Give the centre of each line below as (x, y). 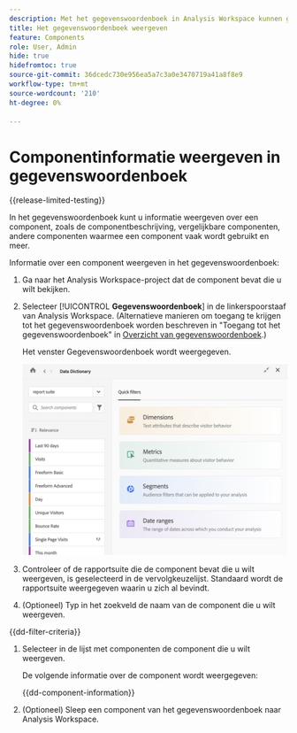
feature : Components (47, 37)
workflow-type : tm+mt (49, 84)
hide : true (29, 56)
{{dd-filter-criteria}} (45, 631)
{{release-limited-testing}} (57, 200)
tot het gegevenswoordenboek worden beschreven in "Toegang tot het (151, 325)
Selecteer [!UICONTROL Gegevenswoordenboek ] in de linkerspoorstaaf (154, 306)
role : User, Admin (43, 47)
